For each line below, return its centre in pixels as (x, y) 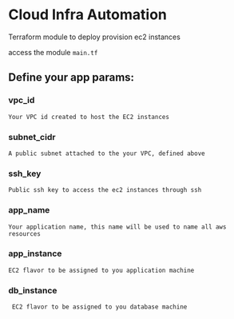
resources (25, 233)
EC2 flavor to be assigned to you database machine (99, 307)
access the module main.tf (53, 52)
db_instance (33, 290)
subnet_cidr (32, 137)
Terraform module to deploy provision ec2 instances (95, 37)
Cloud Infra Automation (88, 15)
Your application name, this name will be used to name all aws (117, 227)
